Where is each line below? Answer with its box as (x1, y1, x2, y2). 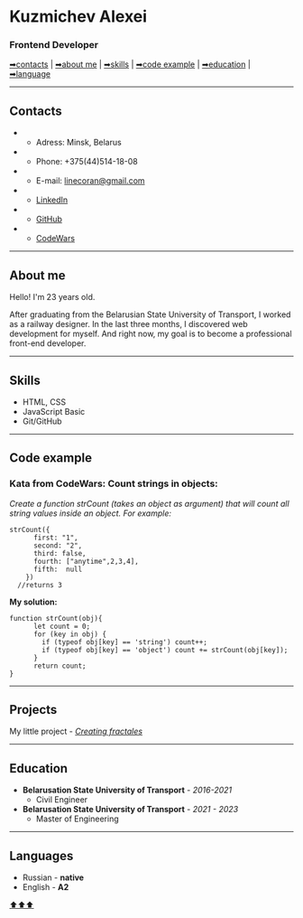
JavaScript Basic (22, 406, 86, 417)
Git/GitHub (22, 416, 62, 426)
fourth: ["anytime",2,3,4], (32, 557, 140, 566)
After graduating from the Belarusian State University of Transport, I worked (9, 309, 291, 320)
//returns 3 (17, 580, 63, 589)
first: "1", (32, 533, 78, 542)
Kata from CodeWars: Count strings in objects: (9, 477, 218, 490)
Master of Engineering (35, 813, 119, 824)
